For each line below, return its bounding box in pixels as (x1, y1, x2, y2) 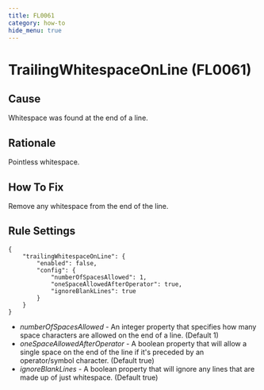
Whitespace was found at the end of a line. (8, 113, 148, 123)
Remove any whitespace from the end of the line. (8, 202, 169, 210)
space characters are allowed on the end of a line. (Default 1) (19, 330, 220, 340)
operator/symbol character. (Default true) (19, 355, 155, 365)
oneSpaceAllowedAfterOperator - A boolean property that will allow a (19, 338, 247, 348)
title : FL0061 (8, 11, 55, 20)
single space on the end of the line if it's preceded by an (19, 347, 205, 357)
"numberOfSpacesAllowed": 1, (50, 273, 147, 281)
